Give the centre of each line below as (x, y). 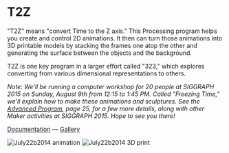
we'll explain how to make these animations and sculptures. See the (104, 101)
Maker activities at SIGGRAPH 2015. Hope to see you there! (91, 116)
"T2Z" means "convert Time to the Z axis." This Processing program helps (112, 31)
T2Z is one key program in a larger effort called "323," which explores (106, 66)
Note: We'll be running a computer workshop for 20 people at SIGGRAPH (111, 86)
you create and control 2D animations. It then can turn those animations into (115, 38)
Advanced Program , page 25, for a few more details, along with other (106, 108)
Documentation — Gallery (44, 129)
